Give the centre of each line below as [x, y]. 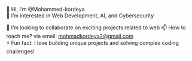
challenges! [20, 51]
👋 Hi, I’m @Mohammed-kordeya [45, 9]
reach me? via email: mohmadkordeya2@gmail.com [70, 36]
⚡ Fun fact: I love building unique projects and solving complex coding [93, 43]
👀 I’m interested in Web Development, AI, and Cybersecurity [80, 16]
